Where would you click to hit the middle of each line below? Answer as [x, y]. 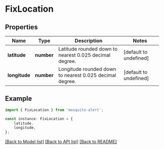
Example [19, 99]
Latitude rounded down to [88, 49]
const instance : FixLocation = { [39, 119]
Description [89, 41]
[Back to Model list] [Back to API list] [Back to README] [61, 142]
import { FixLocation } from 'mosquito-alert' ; [54, 110]
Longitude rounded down [87, 69]
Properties [21, 27]
